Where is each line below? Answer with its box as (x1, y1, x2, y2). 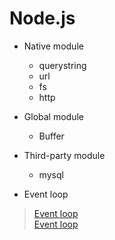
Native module (23, 40, 84, 52)
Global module (23, 110, 84, 122)
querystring (38, 59, 87, 71)
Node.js (9, 7, 76, 30)
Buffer (38, 130, 65, 142)
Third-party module (23, 149, 106, 161)
